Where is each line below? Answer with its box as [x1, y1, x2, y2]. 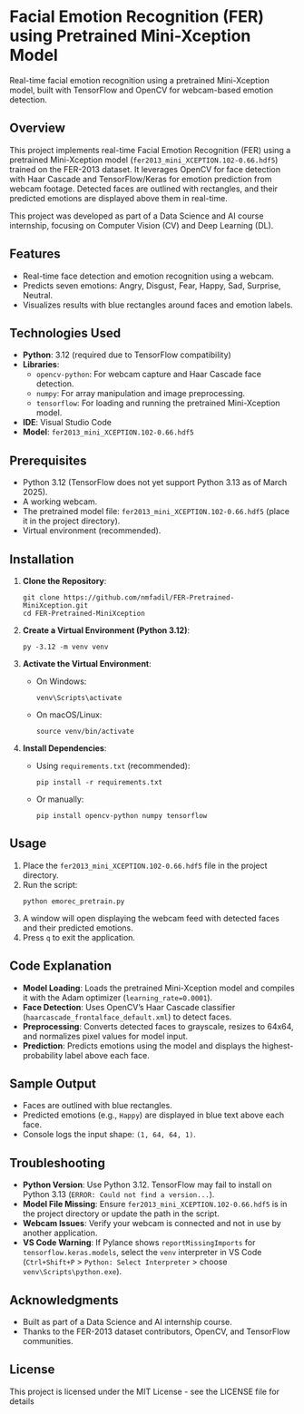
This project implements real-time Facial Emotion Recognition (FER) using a [9, 144, 291, 155]
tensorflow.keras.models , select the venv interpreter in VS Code [22, 1247, 262, 1258]
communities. [22, 1336, 74, 1347]
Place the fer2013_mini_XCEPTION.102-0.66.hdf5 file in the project [22, 860, 268, 871]
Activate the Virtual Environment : [22, 658, 152, 668]
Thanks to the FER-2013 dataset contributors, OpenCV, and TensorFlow [22, 1326, 290, 1337]
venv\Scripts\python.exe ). [22, 1266, 123, 1277]
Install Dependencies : [22, 743, 107, 754]
